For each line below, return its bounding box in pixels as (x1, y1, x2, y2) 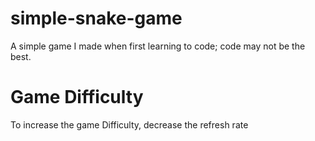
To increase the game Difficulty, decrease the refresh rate (10, 118, 249, 131)
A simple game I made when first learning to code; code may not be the (10, 40, 306, 52)
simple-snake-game (10, 7, 183, 30)
